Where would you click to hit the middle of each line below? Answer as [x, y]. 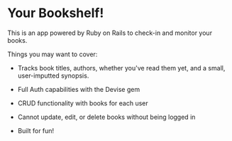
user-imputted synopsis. [53, 75]
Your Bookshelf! [56, 13]
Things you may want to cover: [53, 54]
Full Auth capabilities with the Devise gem [79, 89]
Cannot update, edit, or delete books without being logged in [106, 117]
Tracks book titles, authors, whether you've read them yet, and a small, [121, 68]
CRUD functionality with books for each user [83, 103]
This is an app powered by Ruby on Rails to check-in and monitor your [110, 33]
